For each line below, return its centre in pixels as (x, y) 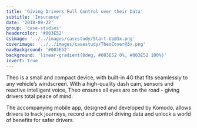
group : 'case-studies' (34, 28)
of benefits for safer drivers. (40, 120)
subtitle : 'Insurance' (34, 17)
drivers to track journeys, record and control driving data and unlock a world (98, 114)
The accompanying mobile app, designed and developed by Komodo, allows (99, 107)
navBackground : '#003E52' (38, 50)
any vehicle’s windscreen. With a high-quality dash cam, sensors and (90, 83)
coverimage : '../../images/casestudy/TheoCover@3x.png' (76, 45)
